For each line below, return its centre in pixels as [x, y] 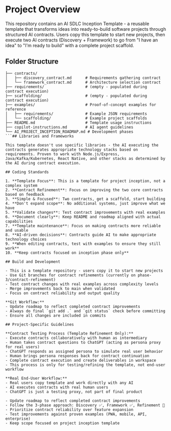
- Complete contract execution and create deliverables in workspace [81, 360]
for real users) [22, 347]
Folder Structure [32, 62]
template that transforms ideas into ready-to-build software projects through [86, 29]
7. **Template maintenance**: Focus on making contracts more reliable [83, 226]
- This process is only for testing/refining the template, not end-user [86, 365]
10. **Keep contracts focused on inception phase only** [67, 253]
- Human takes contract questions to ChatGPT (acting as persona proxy [83, 342]
